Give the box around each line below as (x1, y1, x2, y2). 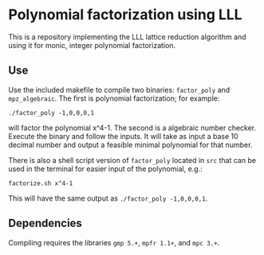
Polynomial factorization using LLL (8, 6, 242, 24)
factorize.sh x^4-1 (8, 179, 73, 187)
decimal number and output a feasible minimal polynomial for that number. (8, 140, 253, 149)
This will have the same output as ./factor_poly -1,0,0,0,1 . (8, 193, 208, 203)
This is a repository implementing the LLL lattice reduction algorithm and (8, 32, 246, 42)
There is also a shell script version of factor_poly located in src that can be (8, 155, 257, 165)
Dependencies (8, 217, 82, 230)
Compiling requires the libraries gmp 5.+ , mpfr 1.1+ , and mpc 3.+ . (8, 237, 220, 247)
